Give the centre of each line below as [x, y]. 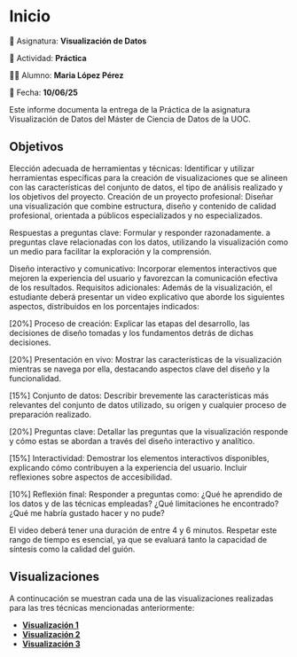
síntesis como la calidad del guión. [72, 549]
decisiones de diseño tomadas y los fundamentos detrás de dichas [132, 332]
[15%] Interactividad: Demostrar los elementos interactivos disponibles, [140, 458]
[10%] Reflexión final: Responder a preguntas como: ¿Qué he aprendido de [146, 494]
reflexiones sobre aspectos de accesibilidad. [91, 477]
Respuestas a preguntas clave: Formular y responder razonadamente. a [140, 232]
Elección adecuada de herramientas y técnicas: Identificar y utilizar [132, 168]
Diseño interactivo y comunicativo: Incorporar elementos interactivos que [143, 269]
